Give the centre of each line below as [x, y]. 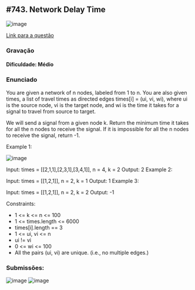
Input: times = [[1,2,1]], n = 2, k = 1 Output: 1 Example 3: [73, 181]
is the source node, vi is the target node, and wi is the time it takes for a [93, 105]
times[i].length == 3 [38, 227]
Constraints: [21, 204]
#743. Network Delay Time [56, 10]
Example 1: [19, 146]
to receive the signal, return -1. [43, 135]
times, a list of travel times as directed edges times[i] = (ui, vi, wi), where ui [97, 99]
